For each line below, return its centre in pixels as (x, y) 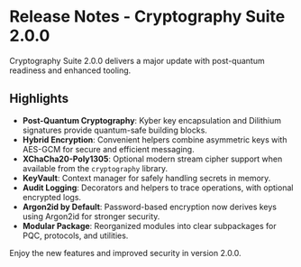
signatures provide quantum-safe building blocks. (114, 130)
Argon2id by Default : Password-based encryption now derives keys (150, 207)
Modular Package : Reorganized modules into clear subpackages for (149, 226)
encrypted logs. (52, 197)
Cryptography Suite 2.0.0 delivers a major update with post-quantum (137, 60)
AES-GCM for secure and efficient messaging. (109, 149)
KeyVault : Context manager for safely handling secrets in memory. (146, 178)
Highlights (39, 99)
